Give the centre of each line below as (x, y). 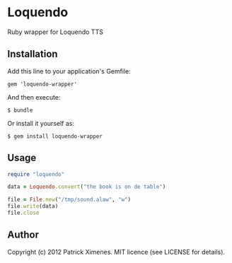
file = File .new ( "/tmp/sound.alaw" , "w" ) (69, 200)
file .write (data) (33, 206)
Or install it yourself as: (41, 123)
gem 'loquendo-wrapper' (42, 84)
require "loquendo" (36, 174)
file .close (23, 213)
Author (23, 235)
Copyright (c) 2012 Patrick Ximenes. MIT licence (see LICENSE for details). (116, 252)
